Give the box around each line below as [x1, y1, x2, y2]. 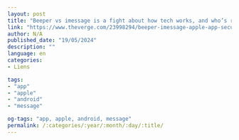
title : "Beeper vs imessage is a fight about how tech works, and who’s [7, 17, 228, 24]
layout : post [7, 10, 46, 18]
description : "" [7, 43, 55, 50]
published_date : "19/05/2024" [7, 37, 97, 44]
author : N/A [7, 30, 43, 38]
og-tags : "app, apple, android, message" [7, 115, 132, 123]
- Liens [7, 63, 31, 70]
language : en [7, 50, 46, 58]
